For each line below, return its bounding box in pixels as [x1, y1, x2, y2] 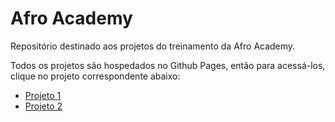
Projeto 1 [24, 89, 62, 101]
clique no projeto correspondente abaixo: [10, 70, 181, 82]
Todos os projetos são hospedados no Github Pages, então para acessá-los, [10, 59, 326, 71]
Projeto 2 [24, 100, 63, 112]
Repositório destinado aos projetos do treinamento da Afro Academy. [10, 40, 296, 52]
